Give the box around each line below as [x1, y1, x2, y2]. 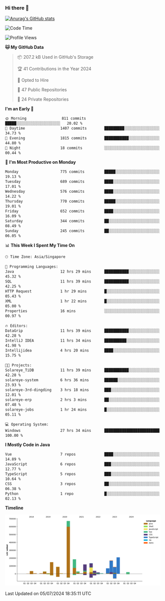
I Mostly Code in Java [5, 442, 50, 448]
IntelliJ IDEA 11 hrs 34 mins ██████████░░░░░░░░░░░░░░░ [5, 338, 160, 343]
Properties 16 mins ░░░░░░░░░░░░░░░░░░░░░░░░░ [5, 309, 160, 314]
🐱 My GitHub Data [5, 44, 44, 50]
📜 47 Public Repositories [17, 87, 67, 93]
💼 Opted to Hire [17, 77, 49, 83]
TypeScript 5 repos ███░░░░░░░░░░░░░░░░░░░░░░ [5, 472, 160, 477]
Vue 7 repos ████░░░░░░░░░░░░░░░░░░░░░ [5, 452, 160, 457]
